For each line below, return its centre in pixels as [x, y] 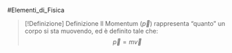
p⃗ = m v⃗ [127, 42]
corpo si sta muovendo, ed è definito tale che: [91, 31]
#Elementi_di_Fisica [36, 10]
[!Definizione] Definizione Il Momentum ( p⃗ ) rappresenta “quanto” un [125, 23]
